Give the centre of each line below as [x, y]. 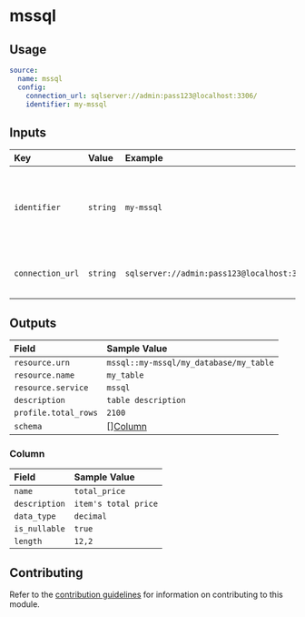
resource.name [44, 375]
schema [28, 426]
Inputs [28, 132]
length [28, 541]
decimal [90, 516]
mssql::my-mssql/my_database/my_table [190, 363]
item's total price [116, 504]
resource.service [51, 388]
